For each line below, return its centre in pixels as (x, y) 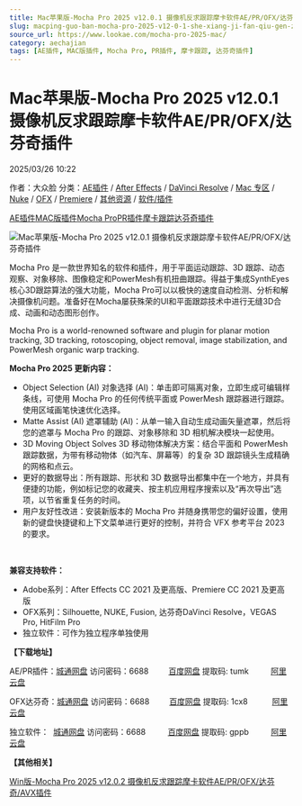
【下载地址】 (33, 652)
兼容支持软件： (37, 571)
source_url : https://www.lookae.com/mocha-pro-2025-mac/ (118, 34)
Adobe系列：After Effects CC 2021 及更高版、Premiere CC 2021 (141, 590)
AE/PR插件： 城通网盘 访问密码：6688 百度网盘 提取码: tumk (129, 671)
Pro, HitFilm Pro (51, 622)
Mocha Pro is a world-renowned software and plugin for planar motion (140, 331)
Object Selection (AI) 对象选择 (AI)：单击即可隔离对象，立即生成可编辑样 (156, 387)
